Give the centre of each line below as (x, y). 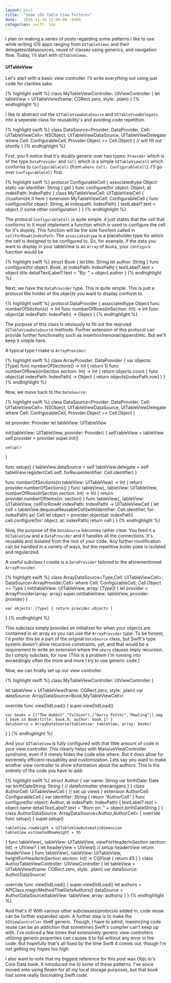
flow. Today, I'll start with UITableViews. (47, 55)
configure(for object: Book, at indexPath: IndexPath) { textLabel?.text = (80, 267)
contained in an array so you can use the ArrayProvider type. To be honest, (85, 633)
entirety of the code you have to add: (44, 771)
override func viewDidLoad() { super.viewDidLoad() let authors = (74, 885)
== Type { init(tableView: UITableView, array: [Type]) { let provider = (77, 588)
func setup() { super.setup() (34, 819)
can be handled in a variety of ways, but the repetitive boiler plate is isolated (86, 547)
